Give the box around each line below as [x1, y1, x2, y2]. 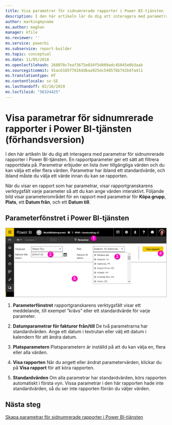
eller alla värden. [12, 349, 48, 355]
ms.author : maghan [5, 25, 45, 30]
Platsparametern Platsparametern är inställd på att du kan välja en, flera [12, 343, 166, 350]
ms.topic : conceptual [5, 51, 52, 56]
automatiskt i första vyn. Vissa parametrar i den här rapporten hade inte [12, 380, 164, 386]
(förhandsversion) [5, 134, 85, 146]
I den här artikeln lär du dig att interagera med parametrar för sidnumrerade [5, 151, 164, 157]
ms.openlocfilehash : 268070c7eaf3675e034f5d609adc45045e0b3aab [5, 62, 143, 68]
